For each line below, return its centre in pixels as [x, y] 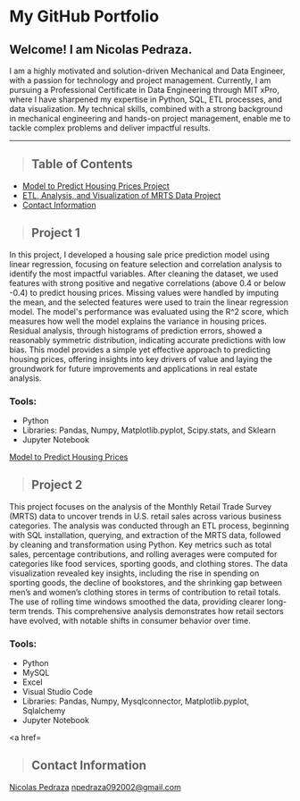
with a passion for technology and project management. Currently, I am [140, 80]
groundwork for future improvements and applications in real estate [133, 368]
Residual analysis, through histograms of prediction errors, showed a [136, 330]
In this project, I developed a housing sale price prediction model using [140, 254]
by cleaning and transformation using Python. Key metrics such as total [141, 544]
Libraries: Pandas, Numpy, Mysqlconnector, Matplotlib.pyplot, [136, 701]
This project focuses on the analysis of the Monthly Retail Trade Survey [141, 506]
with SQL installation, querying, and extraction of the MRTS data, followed [145, 535]
